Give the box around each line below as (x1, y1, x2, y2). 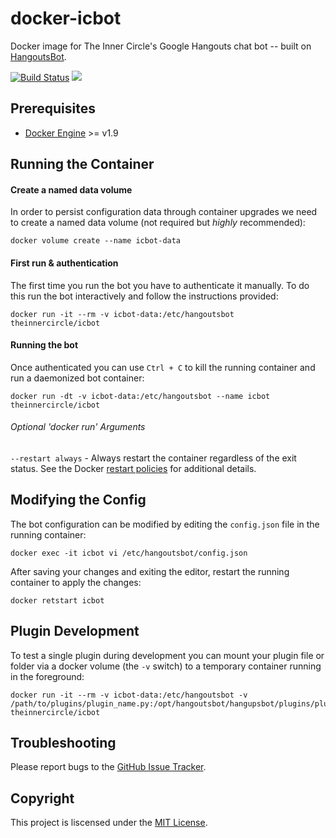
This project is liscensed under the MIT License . (10, 817, 208, 829)
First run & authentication (10, 257, 119, 269)
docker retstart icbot (10, 595, 105, 606)
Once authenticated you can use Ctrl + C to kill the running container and (10, 361, 316, 373)
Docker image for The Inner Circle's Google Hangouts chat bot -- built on (10, 40, 312, 52)
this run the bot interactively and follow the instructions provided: (10, 290, 279, 302)
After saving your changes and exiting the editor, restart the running (10, 565, 290, 577)
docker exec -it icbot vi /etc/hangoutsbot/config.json (10, 548, 248, 558)
